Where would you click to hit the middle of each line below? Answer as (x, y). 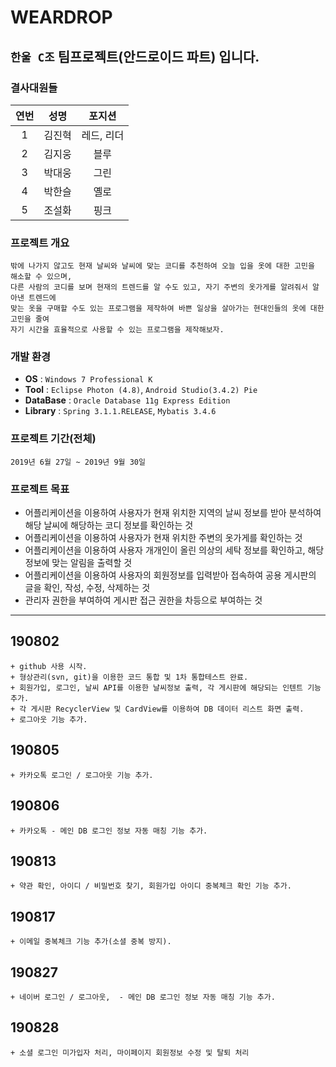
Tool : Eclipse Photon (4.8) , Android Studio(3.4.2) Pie (141, 390)
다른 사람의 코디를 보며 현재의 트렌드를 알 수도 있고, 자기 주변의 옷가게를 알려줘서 (159, 287)
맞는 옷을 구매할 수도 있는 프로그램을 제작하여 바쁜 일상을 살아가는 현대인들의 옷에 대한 (167, 309)
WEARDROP (61, 17)
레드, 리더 (103, 135)
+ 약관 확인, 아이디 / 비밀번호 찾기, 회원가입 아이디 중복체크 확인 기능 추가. (151, 886)
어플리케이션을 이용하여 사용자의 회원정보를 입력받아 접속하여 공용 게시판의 (170, 575)
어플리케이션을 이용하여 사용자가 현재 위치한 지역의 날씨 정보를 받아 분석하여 (173, 513)
